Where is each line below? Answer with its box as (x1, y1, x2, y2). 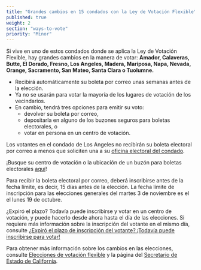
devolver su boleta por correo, (23, 110, 99, 118)
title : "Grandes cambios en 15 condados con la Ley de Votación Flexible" (6, 8, 197, 15)
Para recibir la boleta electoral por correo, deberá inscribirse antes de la (6, 177, 184, 184)
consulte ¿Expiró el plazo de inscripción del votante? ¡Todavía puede (6, 227, 175, 234)
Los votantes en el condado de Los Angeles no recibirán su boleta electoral (6, 141, 193, 148)
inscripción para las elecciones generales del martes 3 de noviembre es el (6, 190, 190, 197)
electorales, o (23, 123, 58, 130)
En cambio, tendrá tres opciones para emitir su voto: (14, 104, 145, 111)
